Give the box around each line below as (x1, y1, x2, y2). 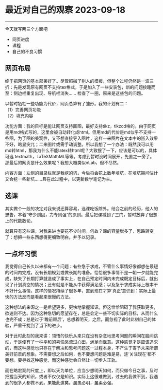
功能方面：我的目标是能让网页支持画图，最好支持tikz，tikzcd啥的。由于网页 (5, 123, 156, 129)
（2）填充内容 (5, 112, 33, 118)
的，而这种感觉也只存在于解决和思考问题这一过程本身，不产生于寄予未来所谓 (5, 345, 158, 351)
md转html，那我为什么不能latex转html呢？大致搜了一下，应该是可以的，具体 (5, 147, 158, 153)
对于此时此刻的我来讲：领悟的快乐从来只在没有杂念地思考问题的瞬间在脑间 (5, 333, 154, 339)
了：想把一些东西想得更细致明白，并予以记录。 (5, 234, 98, 240)
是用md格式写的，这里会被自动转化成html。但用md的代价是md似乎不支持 (5, 129, 152, 135)
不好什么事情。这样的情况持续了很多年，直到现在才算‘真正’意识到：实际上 (5, 288, 152, 294)
